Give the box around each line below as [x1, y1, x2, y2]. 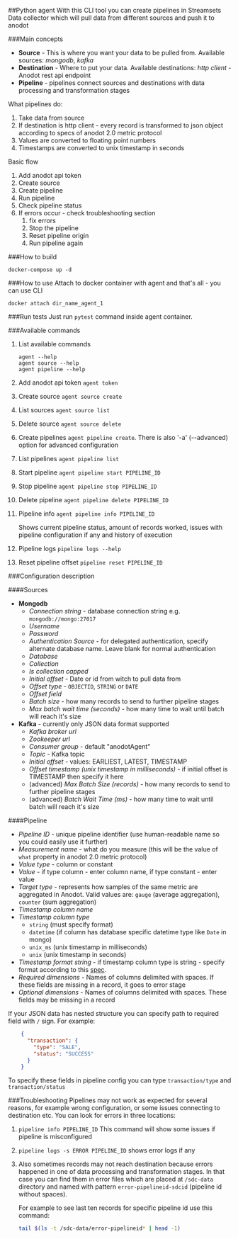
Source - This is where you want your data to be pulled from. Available [18, 49, 225, 57]
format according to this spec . [18, 966, 107, 973]
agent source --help [18, 360, 79, 367]
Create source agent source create [18, 392, 123, 400]
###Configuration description [8, 572, 95, 580]
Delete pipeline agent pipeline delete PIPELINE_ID [18, 496, 169, 504]
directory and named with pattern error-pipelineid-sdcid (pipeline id [18, 1182, 222, 1191]
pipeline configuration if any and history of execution [18, 531, 173, 539]
